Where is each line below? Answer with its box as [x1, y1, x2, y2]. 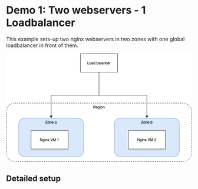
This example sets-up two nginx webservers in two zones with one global [6, 35, 185, 42]
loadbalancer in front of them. [6, 42, 78, 49]
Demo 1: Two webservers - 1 [6, 4, 146, 17]
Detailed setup [6, 173, 61, 183]
